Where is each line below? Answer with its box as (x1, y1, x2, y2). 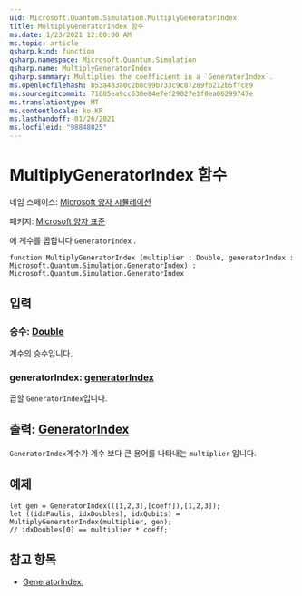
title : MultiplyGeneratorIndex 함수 (9, 22, 144, 31)
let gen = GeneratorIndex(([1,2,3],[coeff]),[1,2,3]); (9, 501, 221, 511)
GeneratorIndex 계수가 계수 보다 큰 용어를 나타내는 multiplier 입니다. (9, 447, 257, 458)
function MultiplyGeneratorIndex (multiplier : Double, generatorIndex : (9, 253, 295, 262)
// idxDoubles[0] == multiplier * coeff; (9, 525, 169, 534)
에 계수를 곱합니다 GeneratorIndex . (9, 235, 137, 246)
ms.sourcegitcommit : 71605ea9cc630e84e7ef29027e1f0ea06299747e (9, 89, 254, 98)
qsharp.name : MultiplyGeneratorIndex (9, 64, 152, 73)
